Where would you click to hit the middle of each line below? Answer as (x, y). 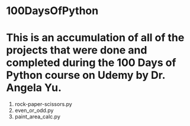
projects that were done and (77, 50)
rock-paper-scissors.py (43, 104)
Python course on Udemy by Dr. (86, 75)
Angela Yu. (34, 88)
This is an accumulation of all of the (95, 38)
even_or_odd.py (34, 111)
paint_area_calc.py (38, 117)
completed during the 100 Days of (91, 63)
